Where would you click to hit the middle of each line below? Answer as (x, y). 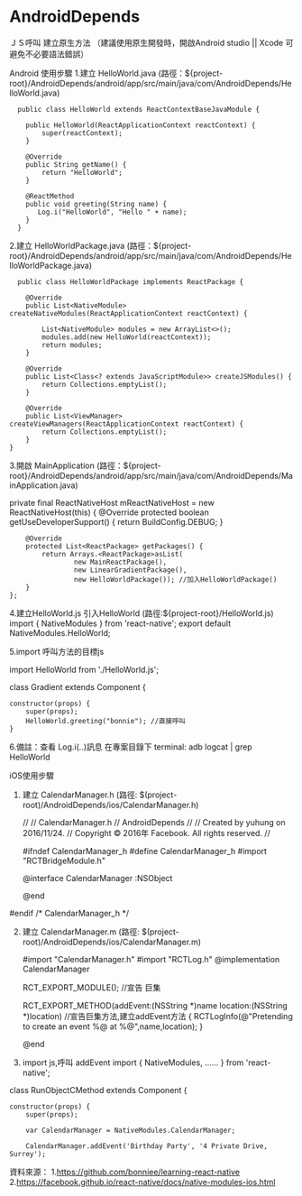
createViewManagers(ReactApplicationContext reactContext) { (127, 424)
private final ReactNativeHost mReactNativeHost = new (112, 502)
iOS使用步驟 (32, 775)
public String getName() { (76, 164)
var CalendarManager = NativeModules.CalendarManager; (131, 1130)
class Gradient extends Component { (78, 686)
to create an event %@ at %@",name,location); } (113, 1026)
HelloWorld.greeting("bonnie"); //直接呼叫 (106, 721)
